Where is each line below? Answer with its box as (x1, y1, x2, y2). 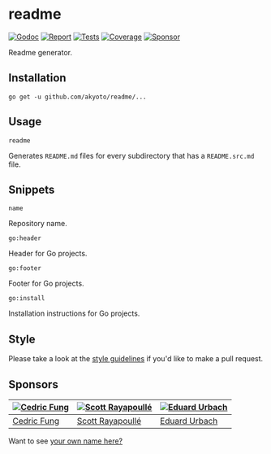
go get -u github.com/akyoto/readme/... (8, 93, 148, 101)
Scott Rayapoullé (76, 416, 142, 426)
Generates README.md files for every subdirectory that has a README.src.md (8, 151, 255, 160)
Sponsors (8, 378, 58, 391)
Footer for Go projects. (8, 278, 84, 289)
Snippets (8, 182, 55, 196)
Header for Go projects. (8, 249, 88, 259)
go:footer (8, 264, 42, 273)
